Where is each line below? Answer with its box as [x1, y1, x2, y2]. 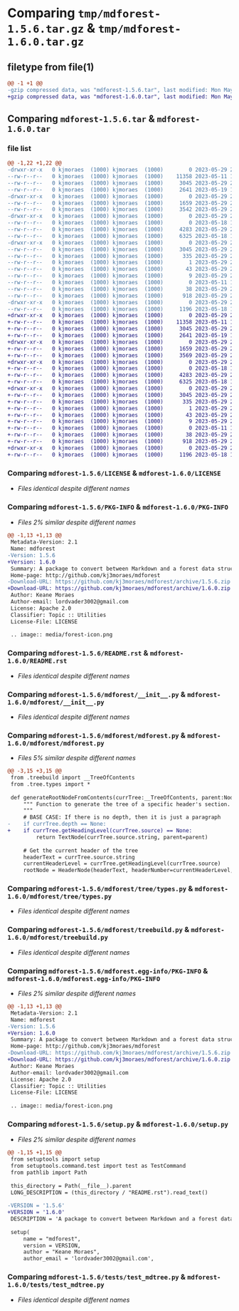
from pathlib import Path [10, 1168, 87, 1176]
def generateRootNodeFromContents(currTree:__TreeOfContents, [10, 794, 199, 801]
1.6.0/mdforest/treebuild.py [7, 933, 109, 942]
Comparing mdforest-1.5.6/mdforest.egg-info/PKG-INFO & [7, 965, 208, 975]
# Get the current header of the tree [23, 846, 139, 854]
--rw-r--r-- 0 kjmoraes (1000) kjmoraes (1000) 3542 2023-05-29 [7, 206, 228, 213]
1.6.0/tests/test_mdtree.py [7, 1281, 105, 1289]
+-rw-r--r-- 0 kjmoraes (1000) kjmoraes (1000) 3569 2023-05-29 [7, 351, 228, 359]
